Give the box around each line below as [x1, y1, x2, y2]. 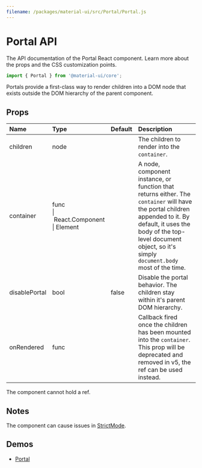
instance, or [138, 175, 172, 183]
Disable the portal [138, 273, 188, 282]
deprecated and [138, 351, 183, 359]
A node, [138, 160, 161, 168]
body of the [138, 228, 171, 236]
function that [138, 183, 174, 191]
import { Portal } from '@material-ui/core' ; [6, 73, 122, 79]
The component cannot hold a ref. [6, 389, 91, 396]
